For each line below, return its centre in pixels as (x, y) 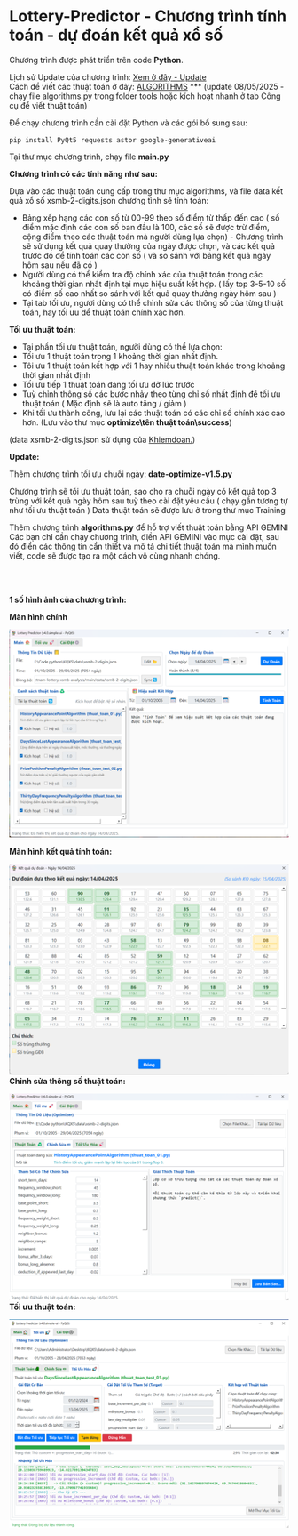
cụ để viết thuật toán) (48, 105)
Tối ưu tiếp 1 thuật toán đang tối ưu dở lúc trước (108, 384)
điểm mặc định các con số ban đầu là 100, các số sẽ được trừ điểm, (145, 227)
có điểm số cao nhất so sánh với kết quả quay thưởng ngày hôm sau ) (149, 293)
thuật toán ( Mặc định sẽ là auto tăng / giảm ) (104, 403)
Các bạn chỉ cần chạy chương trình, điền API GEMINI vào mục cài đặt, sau (144, 536)
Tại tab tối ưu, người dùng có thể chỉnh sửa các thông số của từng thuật (153, 302)
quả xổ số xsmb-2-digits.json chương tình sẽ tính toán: (109, 200)
